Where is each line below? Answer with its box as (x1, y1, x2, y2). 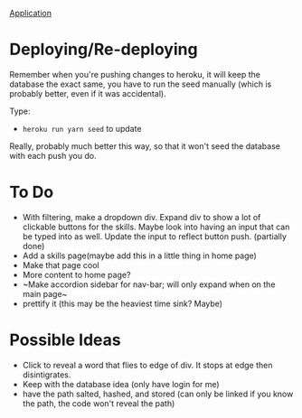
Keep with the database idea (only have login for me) (22, 378, 220, 389)
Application (9, 8, 52, 18)
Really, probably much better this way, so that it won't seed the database (9, 140, 280, 152)
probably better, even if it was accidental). (9, 88, 166, 98)
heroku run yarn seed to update (22, 123, 142, 134)
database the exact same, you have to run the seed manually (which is (9, 79, 272, 89)
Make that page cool (22, 259, 99, 270)
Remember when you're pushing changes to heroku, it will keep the (9, 69, 260, 79)
